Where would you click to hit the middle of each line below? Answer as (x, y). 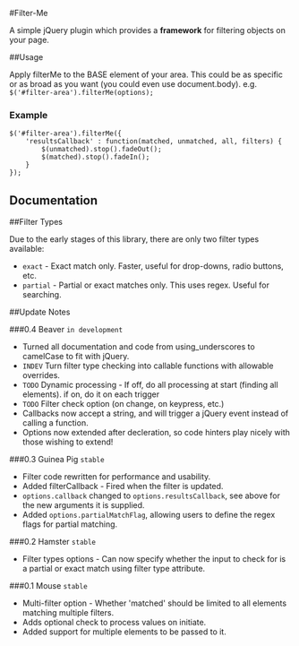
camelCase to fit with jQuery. (76, 357)
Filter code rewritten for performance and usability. (116, 477)
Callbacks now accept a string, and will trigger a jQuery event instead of (155, 413)
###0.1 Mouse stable (48, 586)
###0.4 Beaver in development (66, 330)
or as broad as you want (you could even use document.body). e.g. (133, 84)
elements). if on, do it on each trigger (91, 394)
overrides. (41, 375)
